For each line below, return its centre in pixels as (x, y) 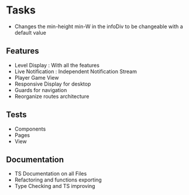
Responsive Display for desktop (53, 84)
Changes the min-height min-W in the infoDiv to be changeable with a (99, 26)
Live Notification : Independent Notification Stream (76, 71)
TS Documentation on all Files (51, 174)
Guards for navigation (41, 90)
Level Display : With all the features (57, 65)
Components (30, 129)
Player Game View (37, 77)
